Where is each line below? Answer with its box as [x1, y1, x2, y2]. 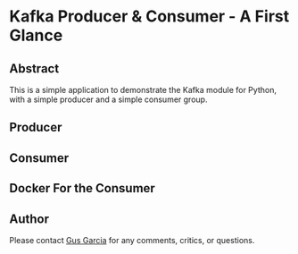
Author [9, 211, 49, 226]
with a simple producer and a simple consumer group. [9, 94, 208, 105]
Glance [9, 25, 63, 46]
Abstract [9, 61, 60, 76]
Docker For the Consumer [9, 181, 156, 196]
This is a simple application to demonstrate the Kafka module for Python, [9, 85, 277, 95]
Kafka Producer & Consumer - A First [9, 6, 290, 27]
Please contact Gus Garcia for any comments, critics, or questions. [9, 234, 255, 245]
